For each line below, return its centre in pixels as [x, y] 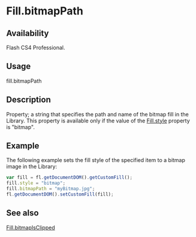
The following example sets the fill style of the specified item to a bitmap [96, 160]
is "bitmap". [20, 127]
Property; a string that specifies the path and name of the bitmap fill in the [97, 114]
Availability [28, 33]
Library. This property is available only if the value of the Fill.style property [98, 121]
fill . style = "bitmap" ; [36, 183]
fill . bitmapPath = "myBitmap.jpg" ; [51, 189]
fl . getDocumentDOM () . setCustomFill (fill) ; [60, 194]
